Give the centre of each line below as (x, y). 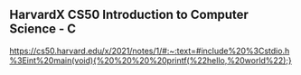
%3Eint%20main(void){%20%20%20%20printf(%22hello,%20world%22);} (150, 60)
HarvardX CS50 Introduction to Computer (129, 15)
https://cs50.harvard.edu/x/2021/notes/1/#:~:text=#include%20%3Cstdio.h (150, 51)
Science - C (43, 29)
